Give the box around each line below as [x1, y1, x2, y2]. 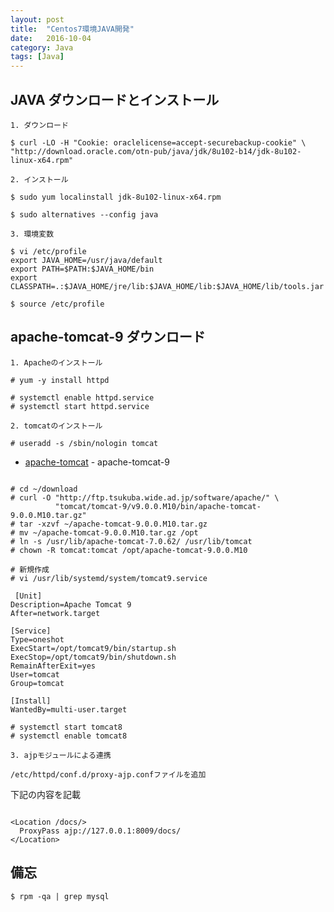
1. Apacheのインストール [10, 357, 103, 368]
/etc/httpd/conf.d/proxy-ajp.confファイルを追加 [10, 769, 207, 780]
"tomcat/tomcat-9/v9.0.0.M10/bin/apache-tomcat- [54, 501, 262, 511]
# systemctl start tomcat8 [10, 722, 123, 732]
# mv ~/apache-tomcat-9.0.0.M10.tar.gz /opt [10, 527, 199, 538]
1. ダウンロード [10, 120, 69, 130]
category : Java [10, 42, 74, 53]
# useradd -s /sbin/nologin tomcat [10, 438, 159, 448]
